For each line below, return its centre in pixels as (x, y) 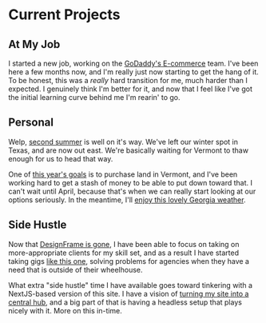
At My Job (34, 44)
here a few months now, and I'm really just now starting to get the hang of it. (134, 72)
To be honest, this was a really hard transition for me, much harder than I (128, 80)
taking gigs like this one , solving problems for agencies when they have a (129, 261)
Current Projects (64, 15)
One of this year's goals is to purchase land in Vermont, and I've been (123, 174)
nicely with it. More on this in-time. (65, 310)
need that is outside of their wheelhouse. (75, 269)
